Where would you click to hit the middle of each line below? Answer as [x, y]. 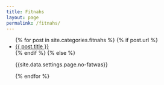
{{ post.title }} [32, 46]
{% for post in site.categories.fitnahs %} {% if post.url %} [87, 40]
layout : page [23, 17]
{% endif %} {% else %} [45, 53]
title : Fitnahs [25, 12]
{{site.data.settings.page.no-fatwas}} [61, 65]
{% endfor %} [32, 77]
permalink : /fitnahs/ [33, 23]
